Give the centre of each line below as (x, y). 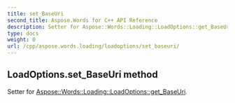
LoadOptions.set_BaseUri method (83, 75)
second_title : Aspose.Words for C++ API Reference (83, 20)
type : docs (23, 33)
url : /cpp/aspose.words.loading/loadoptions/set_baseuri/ (93, 46)
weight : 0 (22, 40)
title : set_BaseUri (36, 14)
